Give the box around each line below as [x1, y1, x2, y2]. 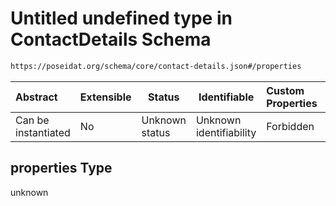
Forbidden [266, 119, 315, 133]
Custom [266, 83, 305, 97]
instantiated [15, 125, 71, 139]
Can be [15, 113, 50, 127]
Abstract [15, 90, 58, 104]
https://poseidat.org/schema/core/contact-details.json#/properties [10, 61, 302, 71]
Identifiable [198, 90, 255, 104]
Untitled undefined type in [10, 7, 233, 30]
